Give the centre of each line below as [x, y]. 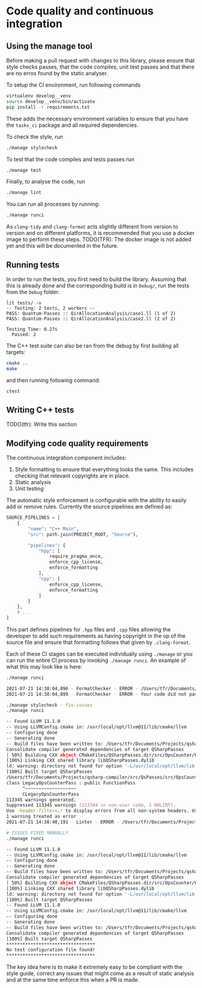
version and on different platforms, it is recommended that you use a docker [100, 233]
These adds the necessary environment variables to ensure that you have [97, 118]
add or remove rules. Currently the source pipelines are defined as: [89, 507]
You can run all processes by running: [53, 204]
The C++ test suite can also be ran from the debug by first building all [93, 345]
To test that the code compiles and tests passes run [70, 159]
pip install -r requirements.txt [48, 107]
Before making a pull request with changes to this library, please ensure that [100, 60]
